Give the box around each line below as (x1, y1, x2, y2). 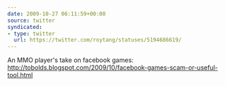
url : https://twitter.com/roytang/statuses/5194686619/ (13, 37, 182, 44)
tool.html (7, 71, 33, 80)
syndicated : (7, 23, 42, 30)
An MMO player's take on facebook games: (7, 56, 134, 64)
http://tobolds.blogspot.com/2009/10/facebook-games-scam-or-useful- (7, 63, 218, 72)
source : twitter (7, 17, 55, 24)
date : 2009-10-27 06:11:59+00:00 (7, 10, 106, 18)
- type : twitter (7, 30, 55, 37)
